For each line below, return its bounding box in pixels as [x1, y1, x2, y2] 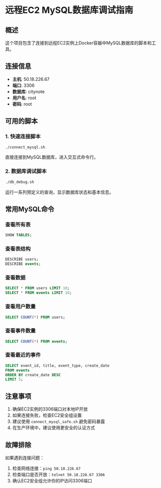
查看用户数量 [5, 303, 36, 310]
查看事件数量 [5, 327, 36, 334]
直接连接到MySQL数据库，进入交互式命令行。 [5, 154, 99, 160]
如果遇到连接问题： [5, 455, 45, 461]
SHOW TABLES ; [5, 233, 32, 238]
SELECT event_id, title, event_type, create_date [5, 363, 110, 368]
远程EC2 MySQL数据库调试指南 [5, 4, 134, 16]
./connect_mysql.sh [5, 144, 46, 149]
